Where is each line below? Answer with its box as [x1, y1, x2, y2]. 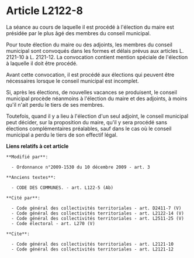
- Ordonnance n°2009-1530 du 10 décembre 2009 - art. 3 [11, 164, 150, 170]
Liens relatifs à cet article [6, 142, 69, 150]
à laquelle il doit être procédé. [6, 60, 78, 67]
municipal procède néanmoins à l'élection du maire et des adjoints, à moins [6, 95, 188, 102]
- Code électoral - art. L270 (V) [11, 220, 95, 226]
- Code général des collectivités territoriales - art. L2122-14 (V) [11, 210, 184, 216]
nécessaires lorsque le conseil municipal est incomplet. [6, 77, 139, 84]
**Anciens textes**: [6, 174, 57, 180]
